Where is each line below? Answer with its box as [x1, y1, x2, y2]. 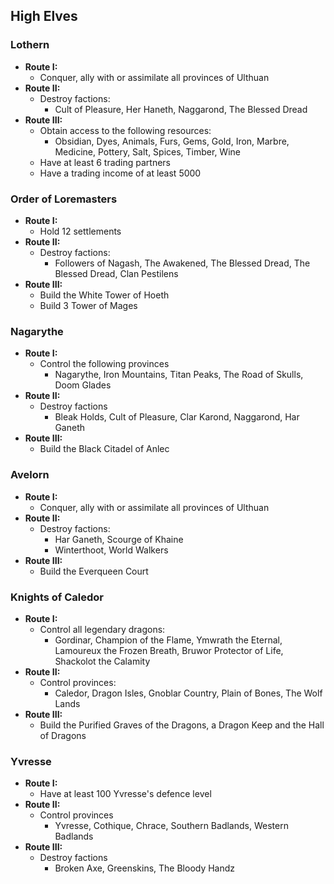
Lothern [10, 38, 50, 52]
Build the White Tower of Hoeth [39, 289, 170, 301]
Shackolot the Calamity [54, 655, 151, 667]
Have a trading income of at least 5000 [39, 167, 202, 179]
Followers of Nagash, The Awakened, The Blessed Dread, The [54, 257, 311, 269]
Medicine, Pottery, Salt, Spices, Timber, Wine [54, 145, 241, 158]
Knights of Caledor [10, 590, 105, 604]
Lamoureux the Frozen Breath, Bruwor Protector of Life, [54, 644, 284, 656]
